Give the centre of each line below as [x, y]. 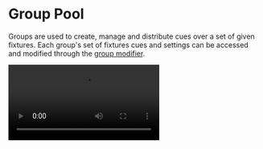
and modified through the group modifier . [77, 53]
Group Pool [46, 14]
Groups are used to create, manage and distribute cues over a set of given [131, 36]
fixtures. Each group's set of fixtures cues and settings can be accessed [129, 44]
